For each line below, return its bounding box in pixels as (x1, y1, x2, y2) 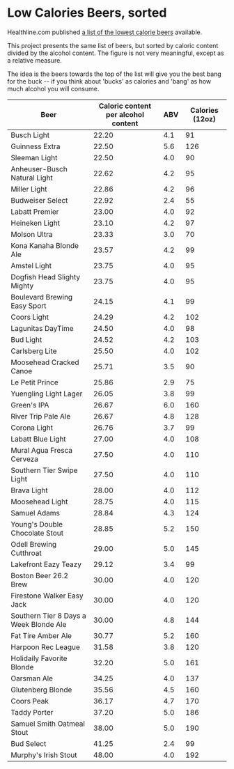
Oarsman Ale (10, 674, 54, 683)
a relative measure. (7, 56, 63, 64)
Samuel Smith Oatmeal (10, 719, 86, 729)
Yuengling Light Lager (10, 389, 83, 398)
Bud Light (10, 334, 42, 344)
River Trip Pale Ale (10, 411, 71, 421)
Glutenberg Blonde (10, 685, 72, 694)
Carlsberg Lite (10, 346, 57, 356)
